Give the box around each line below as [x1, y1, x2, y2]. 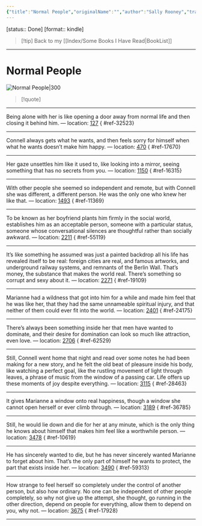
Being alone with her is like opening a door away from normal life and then [6, 113, 191, 120]
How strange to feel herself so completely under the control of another [6, 481, 182, 489]
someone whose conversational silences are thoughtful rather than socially [6, 227, 192, 234]
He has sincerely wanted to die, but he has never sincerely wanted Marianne [6, 451, 196, 458]
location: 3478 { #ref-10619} [6, 434, 76, 441]
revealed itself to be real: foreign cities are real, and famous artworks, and [6, 257, 189, 264]
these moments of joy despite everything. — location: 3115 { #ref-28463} [6, 379, 188, 387]
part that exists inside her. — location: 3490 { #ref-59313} [6, 464, 150, 471]
